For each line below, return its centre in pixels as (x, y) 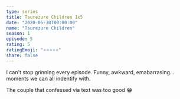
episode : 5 (19, 39)
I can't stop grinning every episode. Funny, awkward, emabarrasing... (90, 72)
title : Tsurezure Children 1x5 (45, 17)
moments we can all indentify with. (48, 78)
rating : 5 (18, 45)
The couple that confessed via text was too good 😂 (69, 90)
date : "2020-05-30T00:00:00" (42, 22)
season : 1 (18, 34)
